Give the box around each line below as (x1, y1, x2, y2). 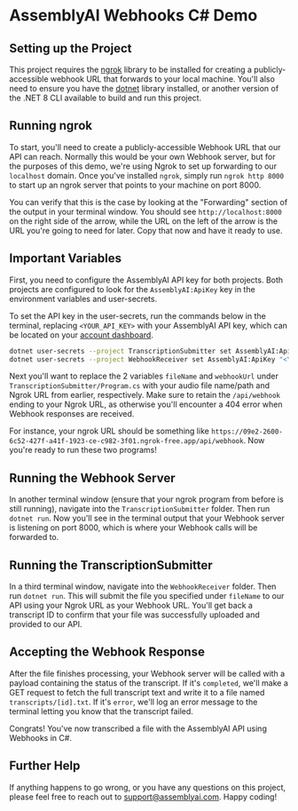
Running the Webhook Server (9, 470, 176, 485)
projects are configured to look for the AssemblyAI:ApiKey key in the (9, 283, 255, 294)
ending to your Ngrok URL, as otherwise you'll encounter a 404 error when (9, 399, 283, 409)
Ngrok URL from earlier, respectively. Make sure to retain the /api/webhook (9, 390, 281, 401)
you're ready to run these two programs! (9, 445, 158, 456)
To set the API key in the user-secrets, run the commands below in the (9, 310, 266, 321)
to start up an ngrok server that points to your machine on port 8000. (9, 179, 262, 190)
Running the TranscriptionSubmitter (9, 557, 213, 573)
